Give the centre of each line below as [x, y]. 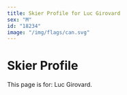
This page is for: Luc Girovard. [50, 85]
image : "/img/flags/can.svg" [48, 32]
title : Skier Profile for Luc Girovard [64, 13]
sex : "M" [19, 20]
